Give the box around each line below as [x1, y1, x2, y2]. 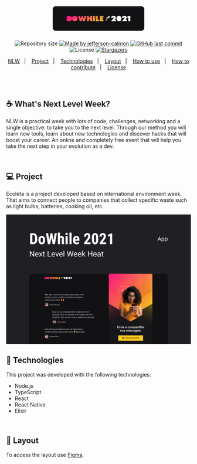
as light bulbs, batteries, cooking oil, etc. [6, 202, 104, 209]
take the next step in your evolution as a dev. [6, 143, 114, 150]
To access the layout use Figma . [6, 451, 84, 458]
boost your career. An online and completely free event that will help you [6, 136, 182, 143]
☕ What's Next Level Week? [6, 99, 110, 109]
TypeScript [14, 388, 42, 395]
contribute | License [70, 64, 127, 71]
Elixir [14, 407, 27, 414]
